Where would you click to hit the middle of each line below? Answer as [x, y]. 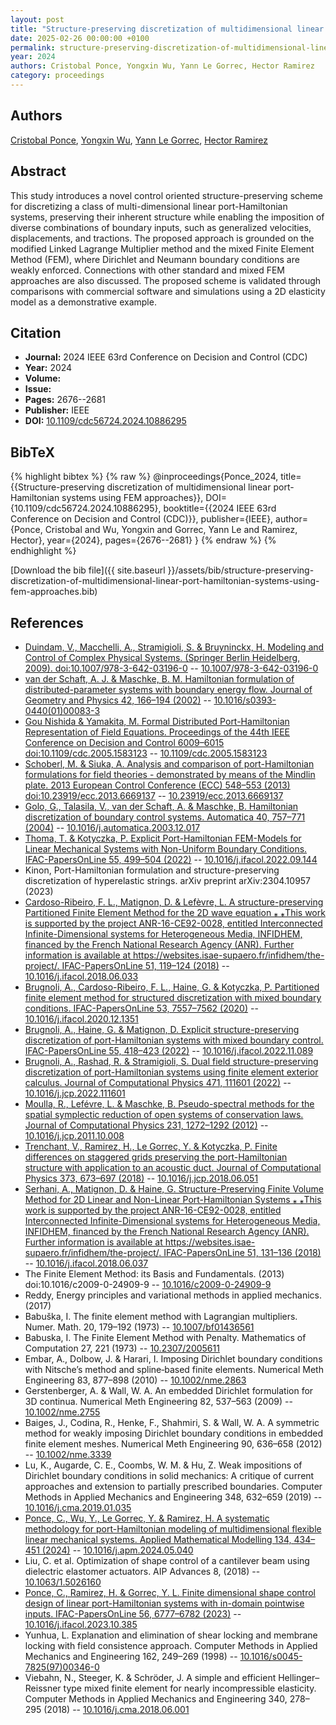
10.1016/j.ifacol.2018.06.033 [81, 976]
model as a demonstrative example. [83, 302]
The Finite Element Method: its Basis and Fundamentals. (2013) [154, 1273]
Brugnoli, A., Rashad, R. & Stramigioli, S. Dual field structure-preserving [171, 1061]
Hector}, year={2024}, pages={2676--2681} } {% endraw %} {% [143, 540]
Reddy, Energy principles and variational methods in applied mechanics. [173, 1295]
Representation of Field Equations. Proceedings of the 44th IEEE [157, 732]
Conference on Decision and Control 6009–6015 [124, 742]
